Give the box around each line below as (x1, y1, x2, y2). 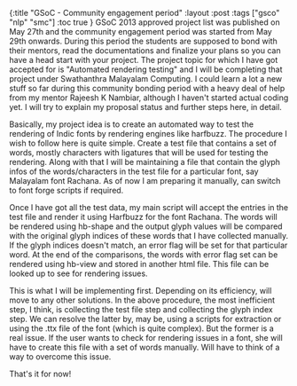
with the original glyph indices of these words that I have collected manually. (9, 231, 289, 240)
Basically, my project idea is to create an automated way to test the (9, 119, 254, 130)
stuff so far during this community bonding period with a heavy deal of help (9, 83, 285, 93)
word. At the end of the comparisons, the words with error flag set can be (9, 249, 278, 260)
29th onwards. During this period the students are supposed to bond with (9, 35, 277, 46)
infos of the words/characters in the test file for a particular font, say (9, 166, 259, 177)
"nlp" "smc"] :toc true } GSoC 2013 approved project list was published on (9, 17, 281, 28)
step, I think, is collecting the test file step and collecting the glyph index (9, 304, 273, 314)
